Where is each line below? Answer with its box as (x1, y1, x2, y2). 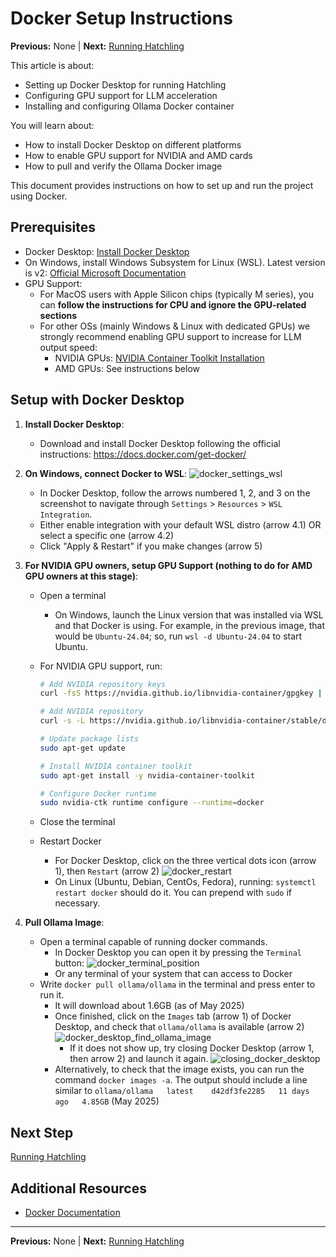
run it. (39, 989, 65, 1001)
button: (54, 957, 85, 969)
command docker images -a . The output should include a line (54, 1074, 308, 1086)
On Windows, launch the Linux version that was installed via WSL (54, 608, 324, 621)
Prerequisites (10, 219, 96, 236)
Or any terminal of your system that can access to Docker (54, 968, 293, 980)
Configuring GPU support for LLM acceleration (24, 89, 218, 101)
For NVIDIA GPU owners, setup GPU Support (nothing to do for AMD (24, 559, 313, 571)
